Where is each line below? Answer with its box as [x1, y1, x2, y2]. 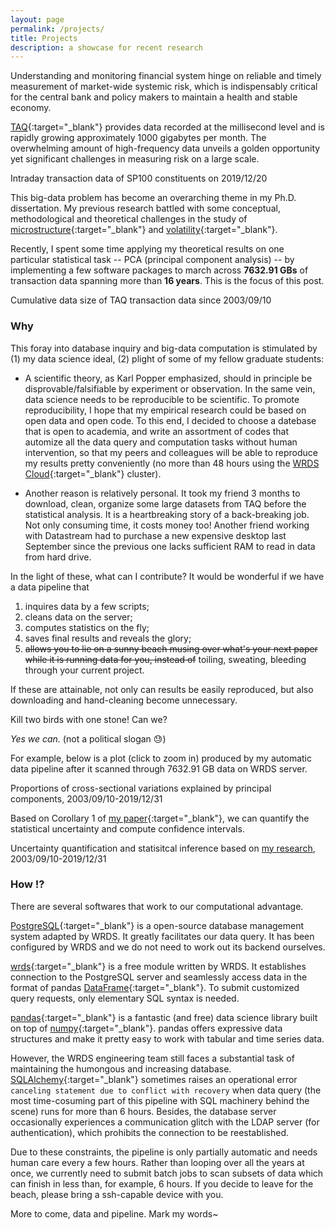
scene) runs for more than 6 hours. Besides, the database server [10, 1105, 277, 1117]
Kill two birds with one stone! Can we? [10, 713, 168, 725]
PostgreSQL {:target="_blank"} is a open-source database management [10, 919, 305, 931]
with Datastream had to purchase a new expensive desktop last [24, 529, 287, 541]
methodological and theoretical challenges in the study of [10, 213, 248, 225]
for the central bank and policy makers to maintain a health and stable [10, 91, 298, 103]
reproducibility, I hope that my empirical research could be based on [24, 404, 307, 416]
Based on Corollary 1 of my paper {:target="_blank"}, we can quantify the [10, 812, 310, 824]
